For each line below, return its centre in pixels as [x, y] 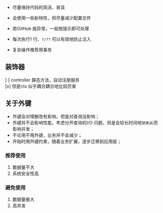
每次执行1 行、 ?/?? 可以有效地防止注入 [52, 39]
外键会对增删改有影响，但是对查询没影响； [56, 116]
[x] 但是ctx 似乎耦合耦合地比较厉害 [41, 86]
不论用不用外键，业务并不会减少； [47, 135]
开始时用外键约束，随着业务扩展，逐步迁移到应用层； [67, 141]
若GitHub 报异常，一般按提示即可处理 [51, 28]
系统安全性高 [25, 173]
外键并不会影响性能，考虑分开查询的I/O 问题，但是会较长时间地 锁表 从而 [85, 122]
